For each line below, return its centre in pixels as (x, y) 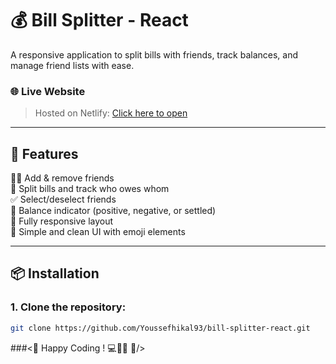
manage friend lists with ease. (72, 65)
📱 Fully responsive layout (62, 221)
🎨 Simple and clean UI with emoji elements (98, 232)
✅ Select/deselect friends (63, 199)
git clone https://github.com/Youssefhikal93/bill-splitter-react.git (160, 328)
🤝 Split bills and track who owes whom (90, 189)
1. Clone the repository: (68, 307)
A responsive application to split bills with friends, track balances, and (154, 54)
